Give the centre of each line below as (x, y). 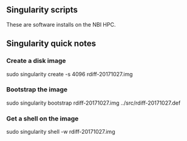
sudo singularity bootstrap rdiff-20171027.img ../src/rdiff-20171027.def (93, 103)
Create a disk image (36, 61)
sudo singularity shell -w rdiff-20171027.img (61, 132)
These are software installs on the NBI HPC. (61, 24)
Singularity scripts (42, 10)
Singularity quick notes (51, 44)
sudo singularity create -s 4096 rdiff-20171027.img (70, 74)
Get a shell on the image (42, 119)
